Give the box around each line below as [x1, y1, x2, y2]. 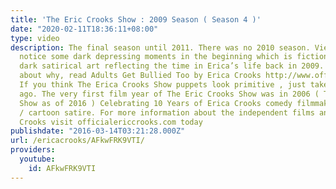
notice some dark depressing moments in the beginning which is [19, 52, 293, 62]
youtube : [19, 154, 56, 164]
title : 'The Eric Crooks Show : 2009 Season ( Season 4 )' [10, 14, 262, 25]
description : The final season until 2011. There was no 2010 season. [10, 42, 311, 53]
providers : [10, 145, 56, 155]
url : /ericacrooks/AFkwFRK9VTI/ [10, 136, 145, 146]
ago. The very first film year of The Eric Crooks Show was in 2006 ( [19, 89, 320, 99]
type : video [10, 33, 60, 43]
